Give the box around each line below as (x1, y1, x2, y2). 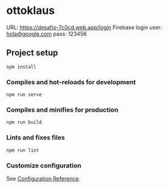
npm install (6, 64, 36, 70)
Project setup (6, 48, 59, 58)
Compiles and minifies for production (6, 106, 118, 114)
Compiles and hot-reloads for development (6, 78, 136, 86)
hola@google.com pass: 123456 (6, 30, 87, 37)
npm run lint (6, 147, 39, 153)
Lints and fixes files (6, 133, 66, 142)
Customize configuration (6, 161, 82, 170)
